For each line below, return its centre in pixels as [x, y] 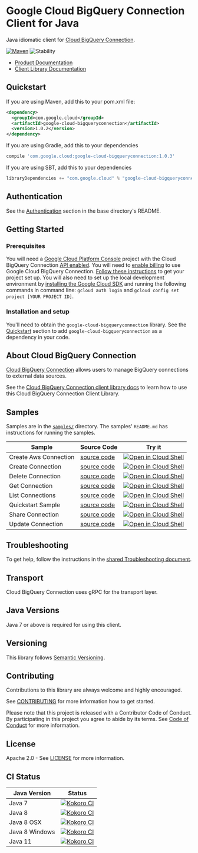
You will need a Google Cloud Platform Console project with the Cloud [91, 259]
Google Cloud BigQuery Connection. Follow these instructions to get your [95, 272]
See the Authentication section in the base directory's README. [83, 211]
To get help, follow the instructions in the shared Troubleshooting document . [99, 559]
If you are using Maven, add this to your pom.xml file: [71, 101]
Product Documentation [44, 62]
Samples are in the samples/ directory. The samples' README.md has [87, 426]
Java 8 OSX [26, 822]
